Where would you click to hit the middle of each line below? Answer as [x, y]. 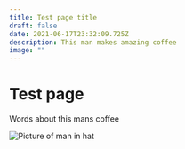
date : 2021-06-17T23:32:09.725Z [69, 34]
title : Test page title [53, 17]
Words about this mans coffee [64, 119]
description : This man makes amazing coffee [93, 42]
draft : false [33, 26]
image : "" [28, 51]
